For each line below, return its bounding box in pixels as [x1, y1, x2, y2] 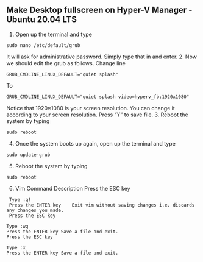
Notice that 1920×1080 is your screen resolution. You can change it [6, 104, 175, 112]
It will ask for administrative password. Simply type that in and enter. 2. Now [6, 53, 197, 60]
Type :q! [9, 196, 32, 203]
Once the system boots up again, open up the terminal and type [15, 140, 176, 147]
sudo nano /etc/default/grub [6, 42, 80, 48]
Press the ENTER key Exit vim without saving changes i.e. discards [9, 202, 195, 208]
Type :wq [6, 223, 29, 229]
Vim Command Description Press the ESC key [15, 185, 130, 192]
